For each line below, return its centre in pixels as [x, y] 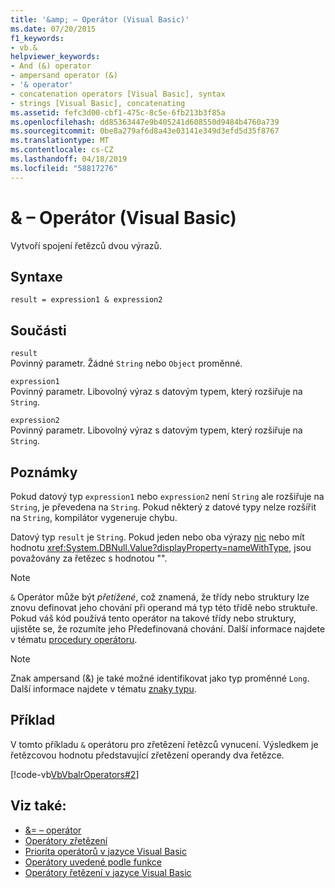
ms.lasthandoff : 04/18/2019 [69, 159]
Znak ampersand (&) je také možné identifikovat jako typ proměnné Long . [160, 678]
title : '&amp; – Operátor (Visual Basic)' [100, 19]
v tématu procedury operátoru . [74, 639]
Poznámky [44, 472]
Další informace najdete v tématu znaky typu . [103, 689]
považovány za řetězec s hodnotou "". [89, 558]
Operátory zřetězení [66, 840]
